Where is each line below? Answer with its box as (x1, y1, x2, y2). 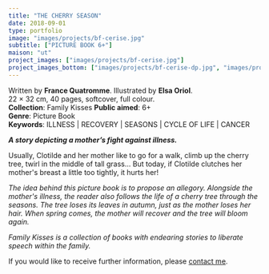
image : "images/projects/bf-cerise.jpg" (8, 34, 146, 42)
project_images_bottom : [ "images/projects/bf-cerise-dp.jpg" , (8, 64, 220, 72)
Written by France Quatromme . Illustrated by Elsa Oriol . (8, 85, 193, 95)
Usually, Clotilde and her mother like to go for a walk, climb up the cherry (8, 150, 250, 160)
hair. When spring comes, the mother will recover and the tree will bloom (8, 208, 248, 218)
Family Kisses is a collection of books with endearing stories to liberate (8, 232, 244, 242)
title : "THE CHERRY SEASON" (8, 11, 102, 20)
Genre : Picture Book (8, 111, 76, 121)
